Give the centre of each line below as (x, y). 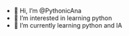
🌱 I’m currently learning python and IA (68, 25)
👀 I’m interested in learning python (63, 18)
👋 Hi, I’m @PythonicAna (48, 11)
